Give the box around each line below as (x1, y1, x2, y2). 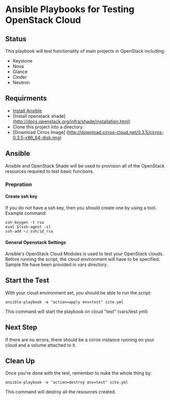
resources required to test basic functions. (5, 168, 94, 174)
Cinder (12, 74, 27, 80)
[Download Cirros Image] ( (12, 129, 69, 135)
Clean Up (5, 356, 35, 365)
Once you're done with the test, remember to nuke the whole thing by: (5, 370, 152, 376)
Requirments (5, 94, 47, 103)
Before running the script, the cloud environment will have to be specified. (5, 256, 160, 262)
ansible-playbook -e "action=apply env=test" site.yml (5, 299, 124, 305)
